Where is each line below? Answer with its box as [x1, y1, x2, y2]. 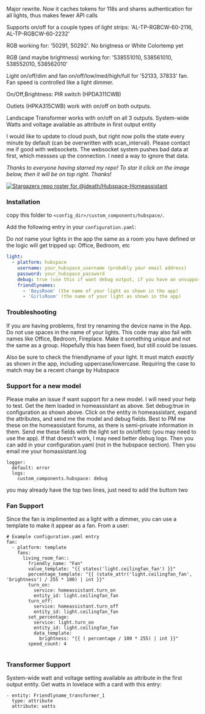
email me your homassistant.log [6, 447, 87, 455]
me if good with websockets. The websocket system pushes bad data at [6, 146, 189, 152]
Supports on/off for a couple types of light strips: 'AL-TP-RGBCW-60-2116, [6, 24, 193, 31]
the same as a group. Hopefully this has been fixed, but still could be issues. [6, 341, 198, 348]
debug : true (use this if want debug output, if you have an [17, 276, 176, 282]
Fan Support [6, 502, 44, 510]
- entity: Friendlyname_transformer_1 [6, 693, 105, 699]
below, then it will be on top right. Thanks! [6, 171, 112, 178]
